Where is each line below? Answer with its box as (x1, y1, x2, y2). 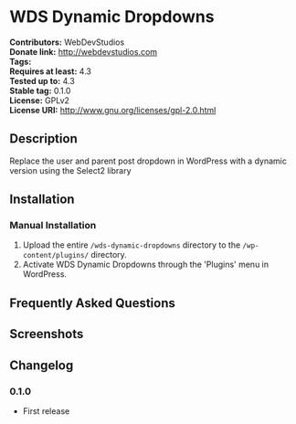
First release (22, 405, 70, 417)
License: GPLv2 (9, 94, 70, 106)
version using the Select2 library (9, 164, 132, 175)
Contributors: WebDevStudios (9, 37, 125, 48)
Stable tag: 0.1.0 (9, 85, 71, 96)
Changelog (9, 357, 74, 373)
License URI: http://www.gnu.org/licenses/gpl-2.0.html (9, 104, 217, 115)
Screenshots (9, 326, 84, 342)
